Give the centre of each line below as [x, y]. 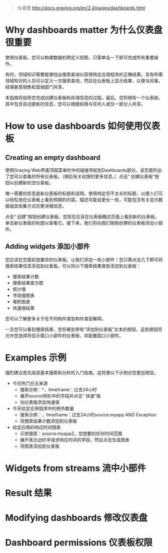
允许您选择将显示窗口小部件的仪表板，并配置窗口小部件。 [64, 336]
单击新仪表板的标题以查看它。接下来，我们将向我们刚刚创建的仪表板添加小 [82, 223]
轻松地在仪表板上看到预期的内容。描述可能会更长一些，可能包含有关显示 [84, 199]
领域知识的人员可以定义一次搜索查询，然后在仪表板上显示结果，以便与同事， [84, 80]
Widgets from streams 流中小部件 [75, 468]
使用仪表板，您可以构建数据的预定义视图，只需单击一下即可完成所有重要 [79, 57]
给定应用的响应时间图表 [36, 427]
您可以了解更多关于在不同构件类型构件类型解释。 [55, 318]
